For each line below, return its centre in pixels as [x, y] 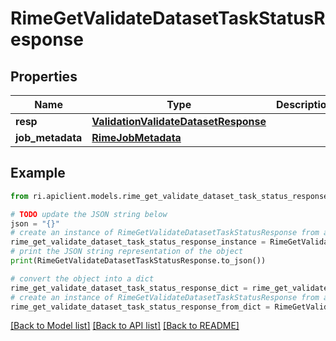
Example [38, 173]
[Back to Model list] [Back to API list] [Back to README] [125, 326]
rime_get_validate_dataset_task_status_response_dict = [129, 288]
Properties [44, 76]
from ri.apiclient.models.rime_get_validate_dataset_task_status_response [169, 196]
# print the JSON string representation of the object [127, 252]
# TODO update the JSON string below [89, 214]
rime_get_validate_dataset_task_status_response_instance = [138, 242]
